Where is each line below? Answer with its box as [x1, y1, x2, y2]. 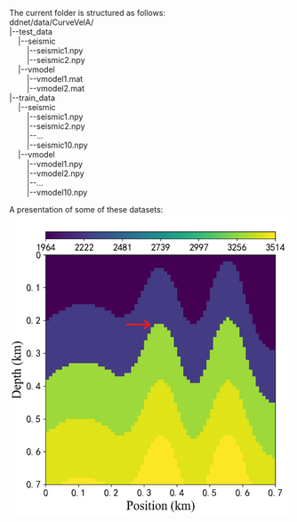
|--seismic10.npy [26, 140, 89, 150]
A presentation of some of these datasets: [9, 205, 164, 214]
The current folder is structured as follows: [9, 8, 166, 18]
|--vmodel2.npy [26, 168, 84, 179]
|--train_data [9, 92, 56, 103]
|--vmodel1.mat [26, 74, 84, 84]
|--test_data [9, 27, 53, 36]
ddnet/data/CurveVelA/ [9, 17, 94, 28]
